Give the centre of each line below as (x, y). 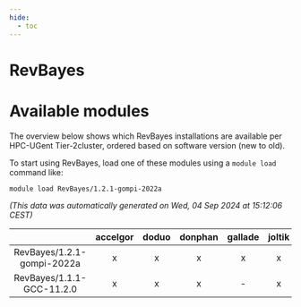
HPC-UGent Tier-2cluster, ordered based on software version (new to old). (147, 145)
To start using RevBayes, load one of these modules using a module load (143, 163)
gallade (243, 236)
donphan (199, 236)
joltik (279, 236)
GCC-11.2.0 (50, 289)
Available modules (79, 111)
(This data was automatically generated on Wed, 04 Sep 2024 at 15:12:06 (146, 205)
